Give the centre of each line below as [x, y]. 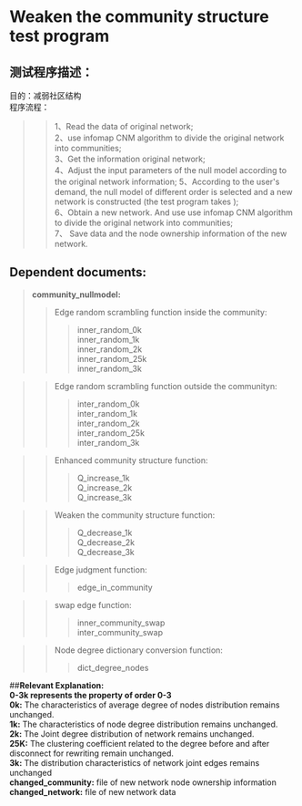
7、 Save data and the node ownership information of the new [171, 233]
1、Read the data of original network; [124, 126]
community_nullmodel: [76, 294]
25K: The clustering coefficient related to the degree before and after [140, 743]
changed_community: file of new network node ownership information [143, 782]
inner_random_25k [112, 358]
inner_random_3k [110, 368]
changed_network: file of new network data [93, 791]
